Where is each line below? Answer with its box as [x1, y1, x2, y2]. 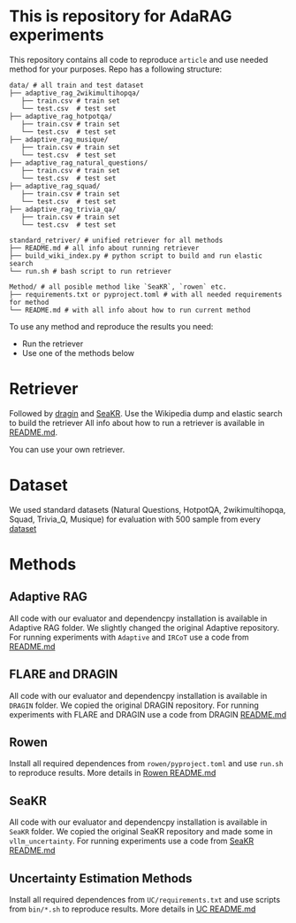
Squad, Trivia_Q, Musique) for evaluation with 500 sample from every [9, 514, 261, 524]
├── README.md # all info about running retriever [9, 244, 200, 252]
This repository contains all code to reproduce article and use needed [9, 54, 269, 65]
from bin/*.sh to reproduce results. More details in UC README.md [9, 904, 256, 914]
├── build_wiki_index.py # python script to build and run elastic [9, 251, 263, 260]
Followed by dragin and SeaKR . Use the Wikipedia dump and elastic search [9, 407, 283, 418]
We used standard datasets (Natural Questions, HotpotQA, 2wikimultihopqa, [9, 504, 286, 515]
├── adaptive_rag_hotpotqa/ [9, 112, 113, 120]
